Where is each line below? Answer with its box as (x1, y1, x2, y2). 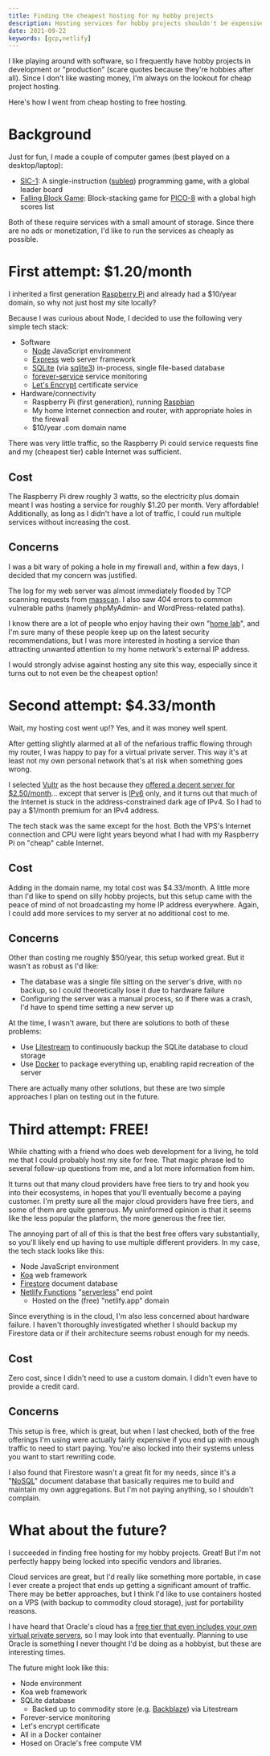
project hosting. (8, 82, 60, 92)
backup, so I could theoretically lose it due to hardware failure (19, 985, 225, 995)
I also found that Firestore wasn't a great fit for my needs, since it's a (8, 1467, 236, 1477)
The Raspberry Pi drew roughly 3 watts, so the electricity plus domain (8, 491, 239, 501)
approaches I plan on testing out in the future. (8, 1092, 160, 1102)
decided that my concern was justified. (8, 570, 138, 579)
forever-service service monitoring (31, 371, 148, 382)
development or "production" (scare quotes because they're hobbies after (8, 65, 255, 75)
